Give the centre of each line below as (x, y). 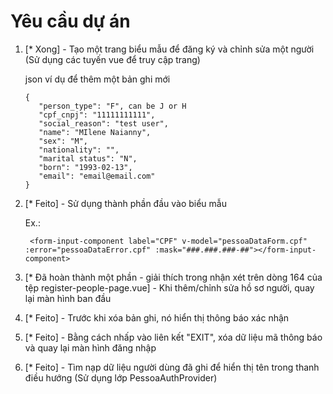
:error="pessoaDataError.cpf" (88, 250)
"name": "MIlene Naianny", (95, 132)
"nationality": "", (79, 150)
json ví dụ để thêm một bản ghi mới (97, 79)
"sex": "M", (63, 141)
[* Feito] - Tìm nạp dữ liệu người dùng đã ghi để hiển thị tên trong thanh (172, 367)
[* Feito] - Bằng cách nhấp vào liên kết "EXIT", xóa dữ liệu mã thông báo (173, 337)
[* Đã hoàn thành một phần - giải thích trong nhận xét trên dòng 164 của (173, 277)
